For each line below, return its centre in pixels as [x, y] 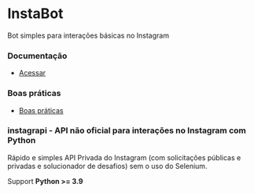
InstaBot [35, 14]
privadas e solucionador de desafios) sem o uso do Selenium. [107, 166]
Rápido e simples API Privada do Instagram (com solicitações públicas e [124, 157]
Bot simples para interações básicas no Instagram [88, 35]
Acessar [32, 73]
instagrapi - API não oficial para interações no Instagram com [127, 130]
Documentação [37, 56]
